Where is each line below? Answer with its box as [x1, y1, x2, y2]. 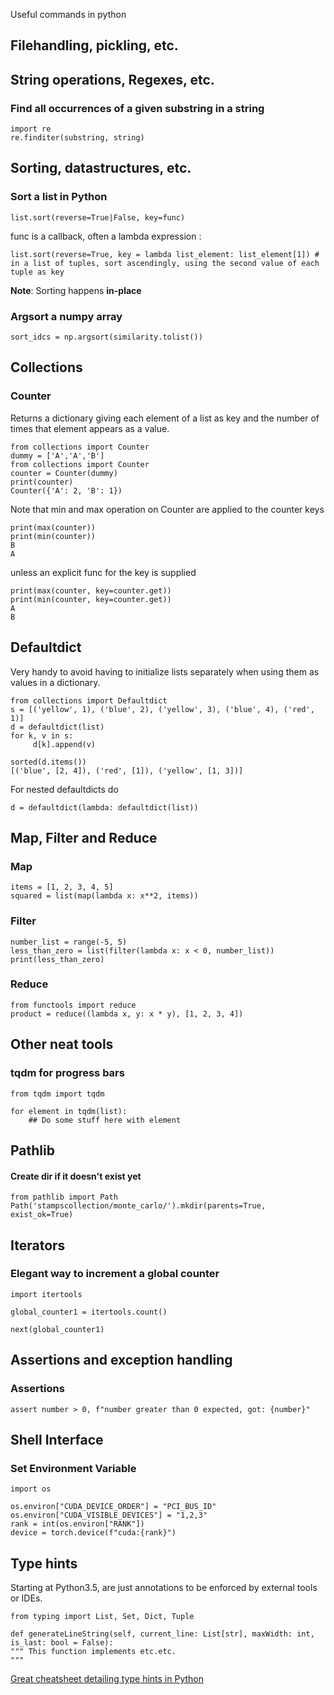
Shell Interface [10, 1431, 104, 1448]
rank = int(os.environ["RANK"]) [10, 1519, 145, 1529]
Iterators [10, 1237, 66, 1254]
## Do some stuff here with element [28, 1115, 182, 1125]
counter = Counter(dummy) [10, 468, 118, 478]
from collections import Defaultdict [10, 695, 168, 706]
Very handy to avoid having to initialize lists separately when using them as [10, 665, 320, 678]
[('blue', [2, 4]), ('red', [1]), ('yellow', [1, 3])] [10, 765, 244, 776]
